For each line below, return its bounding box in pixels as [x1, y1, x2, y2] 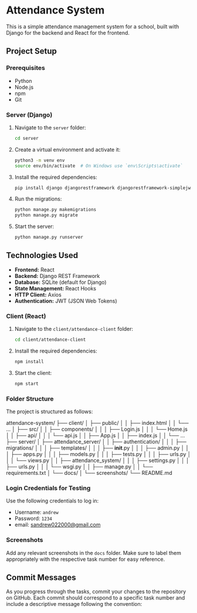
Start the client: [14, 369, 52, 376]
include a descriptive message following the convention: [6, 601, 142, 608]
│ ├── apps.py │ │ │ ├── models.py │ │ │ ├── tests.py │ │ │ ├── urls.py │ [6, 451, 191, 458]
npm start [14, 380, 39, 387]
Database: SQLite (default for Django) [14, 279, 107, 286]
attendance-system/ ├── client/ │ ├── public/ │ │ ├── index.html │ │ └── [6, 420, 189, 427]
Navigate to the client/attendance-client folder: [14, 326, 134, 333]
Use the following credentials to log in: [6, 497, 99, 504]
